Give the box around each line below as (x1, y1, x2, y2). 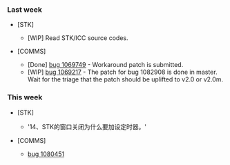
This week (7, 93, 43, 102)
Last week (7, 5, 43, 14)
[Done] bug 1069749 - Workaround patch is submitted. (27, 61, 184, 69)
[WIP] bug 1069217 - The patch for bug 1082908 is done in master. (27, 68, 218, 77)
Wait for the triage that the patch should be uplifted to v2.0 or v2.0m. (27, 75, 223, 84)
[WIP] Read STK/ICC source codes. (27, 34, 129, 42)
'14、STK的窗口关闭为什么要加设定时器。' (27, 122, 147, 130)
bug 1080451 (27, 150, 65, 158)
